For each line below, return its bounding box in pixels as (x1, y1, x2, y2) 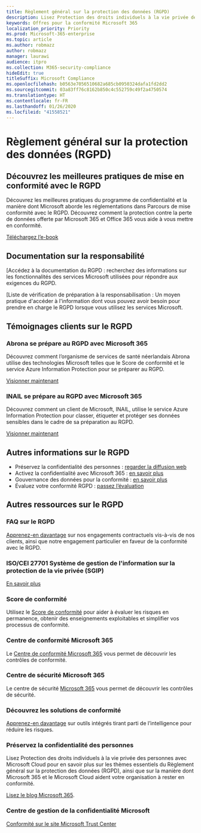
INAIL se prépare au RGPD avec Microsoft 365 (6, 392, 142, 400)
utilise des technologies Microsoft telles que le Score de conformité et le (6, 359, 185, 366)
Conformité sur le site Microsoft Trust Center (6, 820, 117, 827)
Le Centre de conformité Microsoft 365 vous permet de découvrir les (6, 650, 176, 657)
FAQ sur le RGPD (6, 517, 55, 526)
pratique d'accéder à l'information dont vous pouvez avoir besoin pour (6, 298, 181, 305)
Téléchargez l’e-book (6, 234, 59, 241)
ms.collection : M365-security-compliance (6, 64, 111, 71)
